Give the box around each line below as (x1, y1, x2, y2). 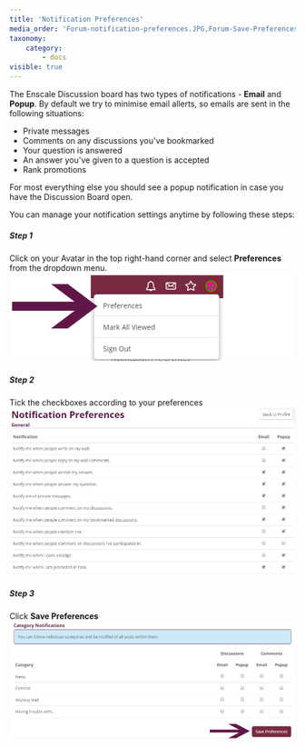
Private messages (22, 125, 90, 136)
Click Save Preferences (9, 611, 99, 622)
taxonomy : (9, 34, 47, 43)
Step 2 (9, 374, 34, 385)
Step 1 (9, 230, 34, 241)
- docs (42, 53, 67, 63)
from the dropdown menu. (9, 262, 107, 273)
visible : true (9, 63, 64, 72)
